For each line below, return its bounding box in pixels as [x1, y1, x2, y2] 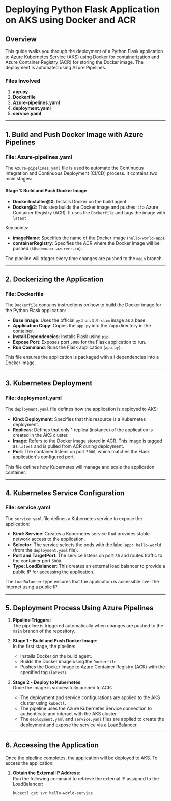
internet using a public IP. [5, 584, 59, 590]
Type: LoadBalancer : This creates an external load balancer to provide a [12, 563, 165, 570]
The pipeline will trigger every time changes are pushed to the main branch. [5, 255, 163, 262]
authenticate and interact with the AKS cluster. [20, 711, 118, 717]
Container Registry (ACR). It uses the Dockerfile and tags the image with [12, 210, 166, 216]
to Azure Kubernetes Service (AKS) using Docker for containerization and [5, 54, 159, 60]
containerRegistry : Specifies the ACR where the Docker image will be [12, 240, 160, 246]
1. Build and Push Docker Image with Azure [5, 130, 144, 139]
